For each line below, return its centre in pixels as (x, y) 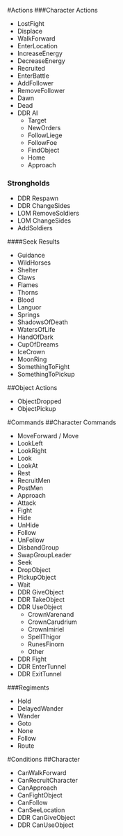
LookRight (32, 451)
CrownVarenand (51, 615)
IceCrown (31, 352)
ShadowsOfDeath (42, 322)
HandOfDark (35, 337)
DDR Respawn (38, 198)
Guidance (31, 256)
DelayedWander (40, 709)
